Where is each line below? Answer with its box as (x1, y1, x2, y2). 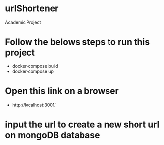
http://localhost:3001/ (12, 102, 56, 108)
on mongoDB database (5, 130, 100, 141)
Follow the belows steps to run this (5, 36, 150, 48)
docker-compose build (12, 63, 58, 69)
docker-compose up (12, 68, 54, 74)
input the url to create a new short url (5, 119, 160, 130)
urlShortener (5, 3, 59, 14)
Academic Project (5, 19, 41, 25)
